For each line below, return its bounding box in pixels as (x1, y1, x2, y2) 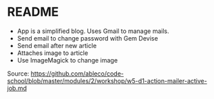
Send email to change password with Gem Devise (17, 34, 158, 42)
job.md (7, 84, 28, 92)
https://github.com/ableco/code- (30, 69, 124, 78)
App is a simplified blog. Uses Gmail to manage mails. (17, 27, 170, 35)
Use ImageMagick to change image (17, 56, 118, 64)
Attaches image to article (17, 49, 88, 57)
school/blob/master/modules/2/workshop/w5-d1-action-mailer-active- (7, 76, 208, 85)
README (7, 4, 59, 20)
